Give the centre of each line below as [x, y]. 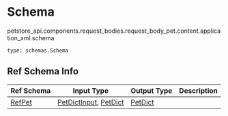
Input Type [91, 91]
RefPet [22, 102]
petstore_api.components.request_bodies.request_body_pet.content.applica [114, 31]
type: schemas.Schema [38, 50]
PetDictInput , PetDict [90, 102]
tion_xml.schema [31, 38]
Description [198, 91]
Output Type [152, 91]
